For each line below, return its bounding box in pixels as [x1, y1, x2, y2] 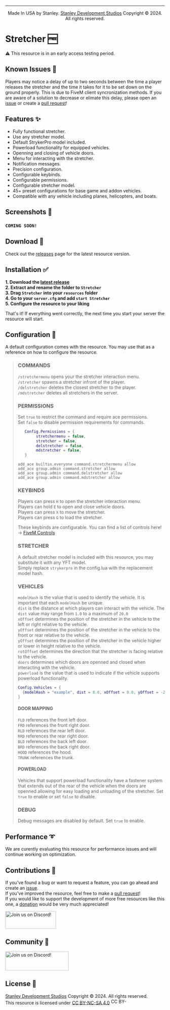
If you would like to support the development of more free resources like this [5, 896, 165, 901]
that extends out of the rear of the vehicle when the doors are [17, 783, 147, 789]
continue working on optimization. [5, 851, 76, 858]
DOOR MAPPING [17, 705, 53, 712]
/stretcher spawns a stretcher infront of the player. [17, 379, 125, 385]
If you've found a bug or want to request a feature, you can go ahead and [5, 880, 158, 886]
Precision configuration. [12, 166, 63, 172]
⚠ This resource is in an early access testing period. [5, 50, 115, 56]
